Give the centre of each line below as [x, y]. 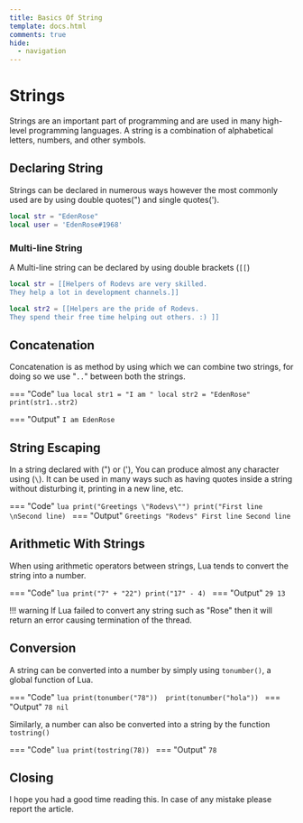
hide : [19, 43]
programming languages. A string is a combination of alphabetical [151, 131]
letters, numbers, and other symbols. [78, 140]
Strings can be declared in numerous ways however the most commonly [143, 190]
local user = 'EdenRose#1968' [66, 225]
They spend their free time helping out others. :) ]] [115, 317]
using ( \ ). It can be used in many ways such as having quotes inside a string [151, 479]
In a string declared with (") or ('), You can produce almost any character [144, 469]
